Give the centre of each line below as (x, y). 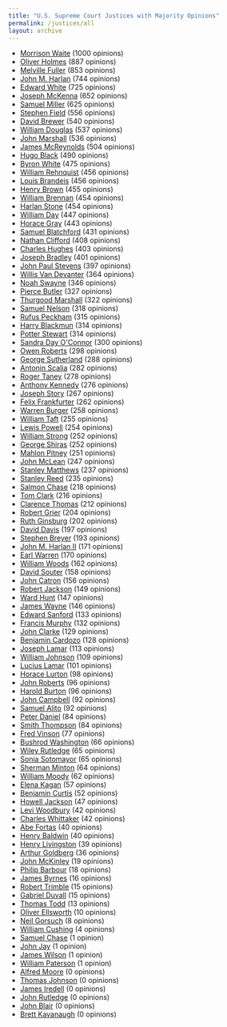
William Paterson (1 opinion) (66, 963)
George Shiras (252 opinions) (68, 444)
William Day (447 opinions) (64, 215)
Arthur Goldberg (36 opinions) (70, 852)
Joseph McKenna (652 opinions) (74, 96)
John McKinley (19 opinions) (67, 861)
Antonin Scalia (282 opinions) (68, 368)
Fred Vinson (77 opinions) (62, 734)
